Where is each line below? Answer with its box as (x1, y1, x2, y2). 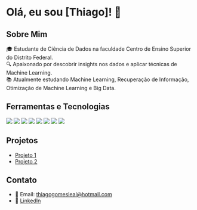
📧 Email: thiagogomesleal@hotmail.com (14, 191, 112, 198)
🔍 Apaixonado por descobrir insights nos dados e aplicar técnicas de (6, 61, 177, 67)
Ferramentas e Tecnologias (6, 101, 110, 112)
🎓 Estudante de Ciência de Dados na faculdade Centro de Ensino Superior (6, 45, 191, 52)
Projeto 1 (14, 152, 37, 159)
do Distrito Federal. (6, 54, 54, 61)
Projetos (6, 135, 38, 146)
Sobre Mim (6, 29, 48, 39)
